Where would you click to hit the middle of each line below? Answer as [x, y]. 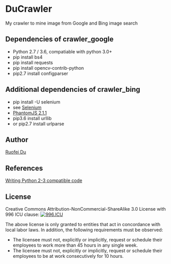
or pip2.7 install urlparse [38, 124]
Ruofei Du [16, 152]
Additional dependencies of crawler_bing [73, 89]
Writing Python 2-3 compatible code [44, 180]
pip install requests [33, 63]
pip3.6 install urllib [32, 118]
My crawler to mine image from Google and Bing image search [72, 23]
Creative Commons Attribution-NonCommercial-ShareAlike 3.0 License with [85, 209]
